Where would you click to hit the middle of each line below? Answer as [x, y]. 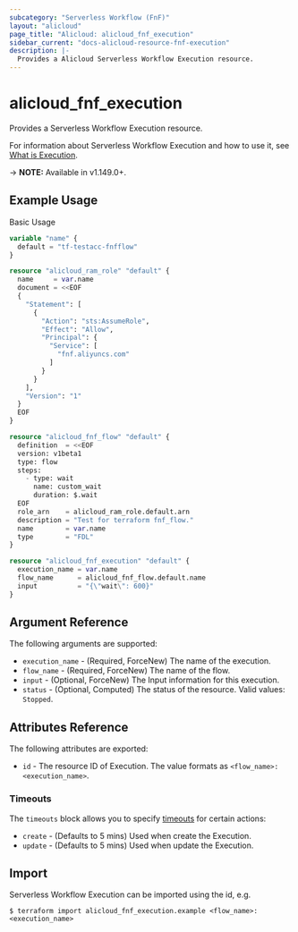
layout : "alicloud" [46, 26]
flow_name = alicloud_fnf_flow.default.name [111, 578]
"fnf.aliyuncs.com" [93, 354]
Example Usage [54, 201]
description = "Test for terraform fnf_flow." [106, 520]
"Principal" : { [70, 338]
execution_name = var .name [68, 570]
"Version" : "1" [54, 396]
